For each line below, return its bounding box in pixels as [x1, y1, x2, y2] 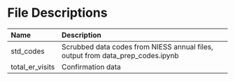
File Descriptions [7, 5, 108, 21]
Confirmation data [62, 61, 121, 71]
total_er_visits [10, 61, 55, 71]
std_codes [10, 46, 45, 56]
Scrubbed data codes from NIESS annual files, [62, 42, 213, 52]
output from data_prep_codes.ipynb [62, 50, 179, 60]
